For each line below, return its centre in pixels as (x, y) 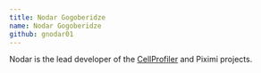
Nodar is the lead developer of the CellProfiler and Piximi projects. (131, 60)
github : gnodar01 (42, 34)
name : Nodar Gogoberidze (55, 26)
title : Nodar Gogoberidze (57, 17)
